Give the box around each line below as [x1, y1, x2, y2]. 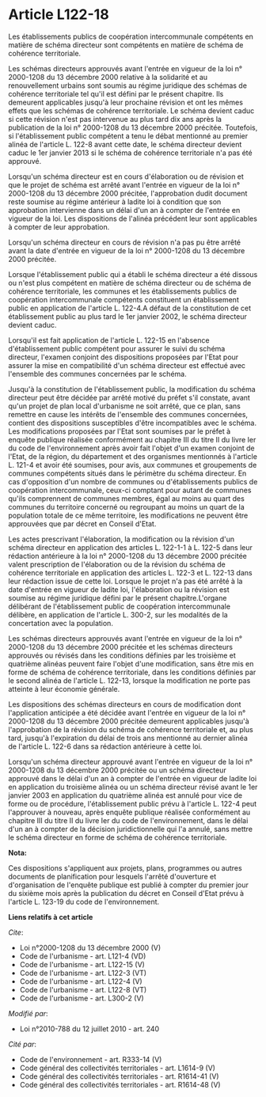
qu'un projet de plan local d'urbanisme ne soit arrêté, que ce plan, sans [8, 401, 241, 411]
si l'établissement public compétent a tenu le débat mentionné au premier [8, 131, 249, 140]
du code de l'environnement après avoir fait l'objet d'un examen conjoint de [8, 443, 255, 453]
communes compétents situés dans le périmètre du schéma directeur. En [8, 469, 247, 478]
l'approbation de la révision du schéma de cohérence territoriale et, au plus [8, 724, 253, 734]
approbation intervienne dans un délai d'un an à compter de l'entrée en [8, 205, 241, 214]
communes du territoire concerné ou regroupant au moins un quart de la [8, 502, 245, 511]
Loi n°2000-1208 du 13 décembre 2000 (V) [19, 943, 161, 952]
